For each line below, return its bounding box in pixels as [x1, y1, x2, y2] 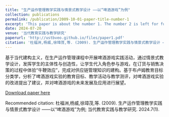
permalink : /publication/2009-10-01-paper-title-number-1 [5, 17, 129, 22]
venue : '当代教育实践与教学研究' [5, 31, 67, 36]
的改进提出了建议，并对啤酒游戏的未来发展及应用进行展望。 [5, 79, 129, 85]
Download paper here [5, 89, 50, 95]
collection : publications [5, 12, 59, 17]
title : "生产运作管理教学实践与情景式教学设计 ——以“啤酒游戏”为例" [5, 7, 131, 13]
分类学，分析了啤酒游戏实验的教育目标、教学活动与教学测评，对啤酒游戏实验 [5, 73, 164, 79]
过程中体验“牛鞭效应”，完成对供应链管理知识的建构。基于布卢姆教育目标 [14, 67, 163, 73]
